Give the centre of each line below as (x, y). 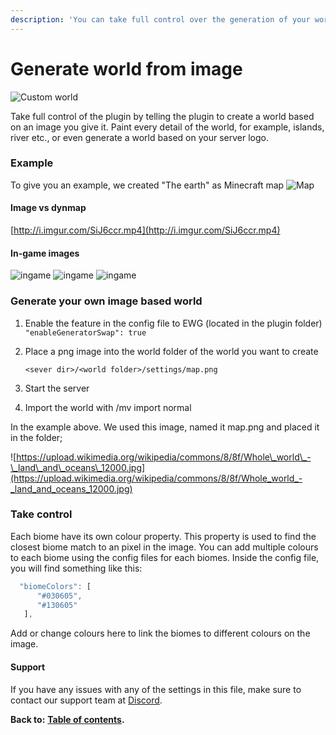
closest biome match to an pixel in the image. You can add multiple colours (164, 547)
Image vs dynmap (48, 208)
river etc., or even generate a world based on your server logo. (139, 137)
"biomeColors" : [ (55, 586)
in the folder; (36, 437)
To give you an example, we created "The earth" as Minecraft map (147, 185)
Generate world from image (126, 68)
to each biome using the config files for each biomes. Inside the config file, (165, 557)
